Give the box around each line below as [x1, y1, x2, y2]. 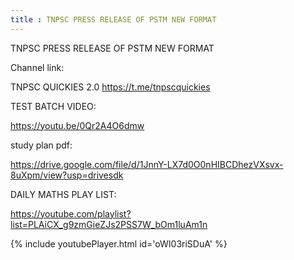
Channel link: [10, 61, 65, 73]
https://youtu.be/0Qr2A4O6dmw [10, 119, 145, 131]
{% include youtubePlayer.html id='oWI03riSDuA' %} [10, 237, 228, 250]
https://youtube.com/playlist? [10, 207, 132, 220]
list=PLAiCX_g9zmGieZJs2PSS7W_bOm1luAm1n [10, 218, 208, 230]
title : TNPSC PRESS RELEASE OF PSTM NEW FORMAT [10, 14, 217, 25]
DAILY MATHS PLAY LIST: [10, 188, 117, 200]
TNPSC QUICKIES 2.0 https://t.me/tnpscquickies [10, 81, 211, 93]
